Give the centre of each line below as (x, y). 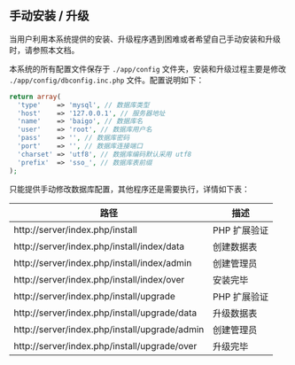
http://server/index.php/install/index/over (99, 279)
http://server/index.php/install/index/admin (103, 262)
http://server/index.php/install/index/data (99, 246)
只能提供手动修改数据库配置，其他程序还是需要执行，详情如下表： (129, 189)
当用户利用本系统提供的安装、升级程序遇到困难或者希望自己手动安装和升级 (145, 39)
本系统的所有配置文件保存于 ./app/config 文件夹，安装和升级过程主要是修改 (147, 68)
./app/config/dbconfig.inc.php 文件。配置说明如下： (107, 80)
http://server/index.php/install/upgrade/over (105, 346)
